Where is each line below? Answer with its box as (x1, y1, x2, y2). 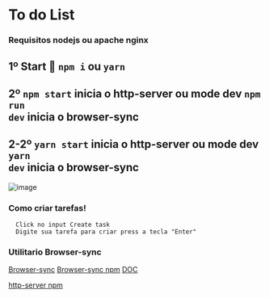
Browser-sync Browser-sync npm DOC (8, 265, 139, 275)
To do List (8, 6, 75, 24)
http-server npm (8, 280, 63, 290)
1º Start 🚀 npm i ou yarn (8, 59, 126, 73)
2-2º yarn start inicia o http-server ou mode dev (8, 137, 259, 151)
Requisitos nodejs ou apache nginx (8, 35, 149, 46)
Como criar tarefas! (8, 202, 86, 213)
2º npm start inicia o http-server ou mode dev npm (8, 86, 261, 100)
